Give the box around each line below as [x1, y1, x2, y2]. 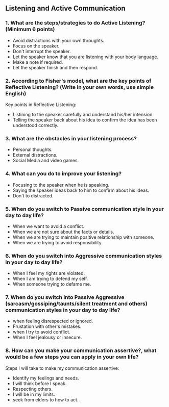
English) [5, 90, 27, 97]
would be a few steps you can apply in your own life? [5, 353, 139, 361]
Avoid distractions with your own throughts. [12, 37, 105, 43]
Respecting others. [12, 386, 53, 392]
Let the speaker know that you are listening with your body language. [12, 54, 158, 60]
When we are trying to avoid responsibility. [12, 239, 103, 245]
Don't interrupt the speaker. [12, 48, 71, 54]
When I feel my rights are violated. [12, 270, 85, 276]
